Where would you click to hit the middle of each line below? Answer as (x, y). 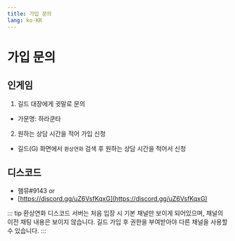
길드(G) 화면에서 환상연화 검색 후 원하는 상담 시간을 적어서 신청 (102, 148)
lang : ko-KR (25, 20)
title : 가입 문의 (30, 14)
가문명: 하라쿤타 (39, 118)
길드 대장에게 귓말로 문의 (51, 103)
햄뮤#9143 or (36, 191)
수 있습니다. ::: (27, 231)
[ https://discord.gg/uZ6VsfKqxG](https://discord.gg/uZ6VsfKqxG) (113, 199)
